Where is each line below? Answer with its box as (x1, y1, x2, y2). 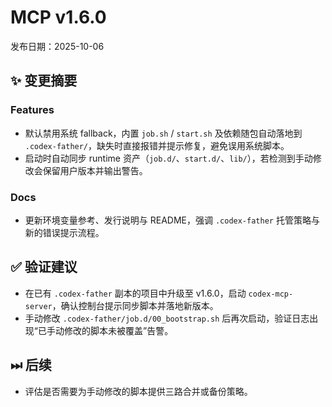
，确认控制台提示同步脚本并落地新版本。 (51, 299, 219, 311)
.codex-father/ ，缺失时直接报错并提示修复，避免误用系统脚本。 (24, 139, 290, 151)
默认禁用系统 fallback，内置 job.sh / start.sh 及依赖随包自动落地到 (24, 127, 303, 139)
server (24, 301, 53, 311)
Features (10, 103, 55, 117)
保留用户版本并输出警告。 (42, 164, 148, 176)
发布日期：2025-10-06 (10, 40, 105, 52)
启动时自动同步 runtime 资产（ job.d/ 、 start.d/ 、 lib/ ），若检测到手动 (24, 152, 313, 164)
